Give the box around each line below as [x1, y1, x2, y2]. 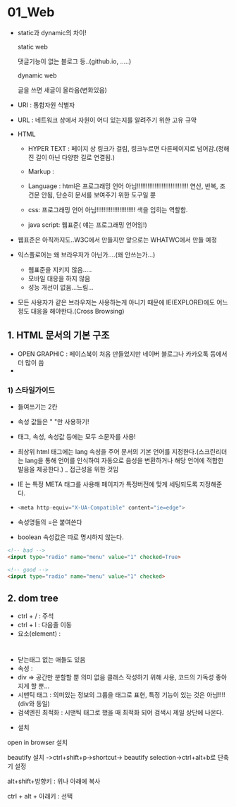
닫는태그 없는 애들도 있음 [17, 655, 86, 664]
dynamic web [17, 71, 57, 80]
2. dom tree [7, 592, 58, 604]
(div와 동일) [17, 699, 51, 708]
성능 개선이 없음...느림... [27, 283, 94, 291]
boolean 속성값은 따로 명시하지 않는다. [17, 533, 125, 541]
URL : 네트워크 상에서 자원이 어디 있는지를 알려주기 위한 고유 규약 [17, 116, 197, 124]
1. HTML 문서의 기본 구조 [7, 329, 110, 342]
